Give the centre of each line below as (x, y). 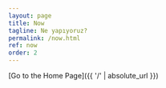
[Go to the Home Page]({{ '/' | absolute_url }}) (83, 76)
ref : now (23, 46)
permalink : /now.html (45, 38)
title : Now (26, 23)
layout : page (30, 16)
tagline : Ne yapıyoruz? (48, 30)
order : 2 (23, 53)
